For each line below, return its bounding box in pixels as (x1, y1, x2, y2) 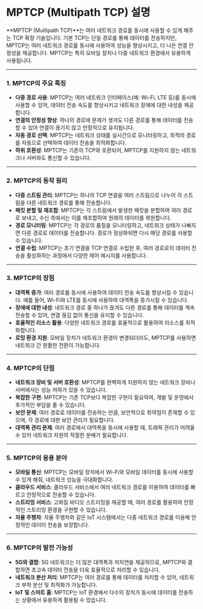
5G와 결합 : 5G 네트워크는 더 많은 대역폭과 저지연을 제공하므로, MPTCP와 (14, 558, 187, 566)
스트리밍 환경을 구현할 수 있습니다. (26, 506, 108, 514)
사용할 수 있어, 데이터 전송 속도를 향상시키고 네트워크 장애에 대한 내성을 (14, 101, 183, 109)
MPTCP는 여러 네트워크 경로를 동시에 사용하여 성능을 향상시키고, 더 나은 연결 (6, 42, 188, 49)
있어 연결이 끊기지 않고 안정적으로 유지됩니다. (28, 124, 135, 132)
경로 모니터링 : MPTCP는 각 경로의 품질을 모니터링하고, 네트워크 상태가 (14, 222, 180, 229)
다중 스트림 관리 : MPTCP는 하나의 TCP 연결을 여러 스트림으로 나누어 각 (14, 191, 182, 199)
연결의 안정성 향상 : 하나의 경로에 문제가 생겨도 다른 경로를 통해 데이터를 (14, 116, 182, 124)
